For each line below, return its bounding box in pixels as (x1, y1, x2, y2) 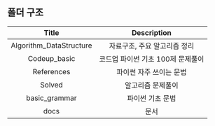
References (32, 66, 71, 76)
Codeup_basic (27, 53, 76, 63)
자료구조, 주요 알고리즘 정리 (109, 41, 195, 50)
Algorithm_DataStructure (11, 41, 92, 50)
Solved (40, 80, 63, 90)
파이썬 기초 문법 (127, 93, 176, 103)
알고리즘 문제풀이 (125, 80, 179, 90)
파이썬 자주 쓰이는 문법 (116, 67, 187, 77)
